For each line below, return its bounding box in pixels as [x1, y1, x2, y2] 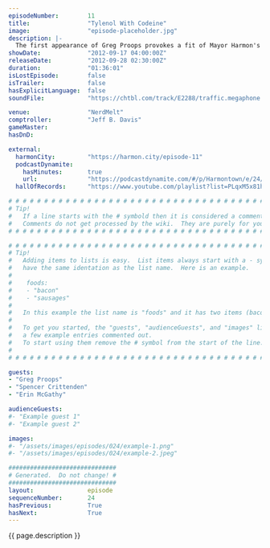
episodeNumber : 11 [8, 11, 95, 20]
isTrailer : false [8, 79, 106, 87]
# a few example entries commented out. [8, 331, 153, 339]
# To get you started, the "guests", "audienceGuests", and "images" [8, 324, 253, 332]
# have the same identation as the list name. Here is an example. [8, 264, 250, 272]
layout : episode [8, 486, 113, 494]
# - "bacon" [8, 286, 59, 294]
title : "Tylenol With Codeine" [8, 19, 167, 27]
